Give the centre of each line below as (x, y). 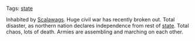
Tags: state (20, 8)
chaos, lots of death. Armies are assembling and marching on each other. (95, 32)
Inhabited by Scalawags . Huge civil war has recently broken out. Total (90, 19)
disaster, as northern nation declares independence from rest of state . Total (97, 26)
